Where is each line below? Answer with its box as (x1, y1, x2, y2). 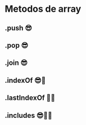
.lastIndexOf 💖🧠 (5, 94, 55, 102)
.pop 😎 (5, 41, 28, 49)
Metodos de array (5, 3, 81, 15)
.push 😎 (5, 24, 33, 32)
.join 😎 (5, 59, 28, 67)
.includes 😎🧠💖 (5, 111, 52, 120)
